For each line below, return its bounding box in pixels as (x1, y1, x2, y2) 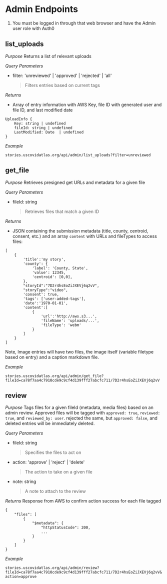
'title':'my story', (23, 256, 66, 262)
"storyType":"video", (23, 287, 68, 292)
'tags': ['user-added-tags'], (23, 296, 86, 301)
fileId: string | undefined (14, 125, 72, 130)
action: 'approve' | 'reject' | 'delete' (12, 459, 85, 465)
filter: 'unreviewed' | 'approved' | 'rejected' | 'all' (12, 72, 112, 78)
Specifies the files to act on (24, 449, 81, 455)
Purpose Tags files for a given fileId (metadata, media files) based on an (5, 404, 153, 410)
